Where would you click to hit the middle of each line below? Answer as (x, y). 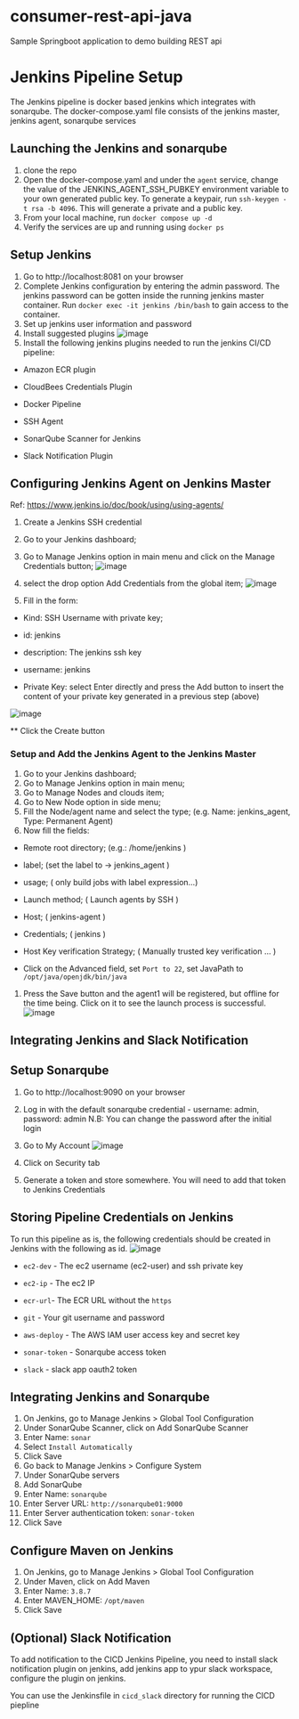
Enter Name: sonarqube (65, 1495)
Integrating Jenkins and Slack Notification (129, 1040)
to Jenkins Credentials (64, 1189)
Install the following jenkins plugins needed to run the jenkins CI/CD (147, 342)
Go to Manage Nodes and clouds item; (93, 792)
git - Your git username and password (94, 1317)
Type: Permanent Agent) (68, 820)
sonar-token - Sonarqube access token (95, 1352)
